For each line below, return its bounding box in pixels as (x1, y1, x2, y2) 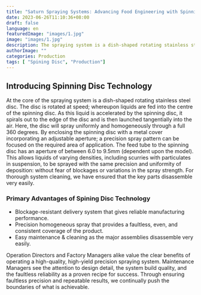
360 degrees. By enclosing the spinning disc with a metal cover (6, 129, 163, 136)
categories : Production (6, 53, 66, 59)
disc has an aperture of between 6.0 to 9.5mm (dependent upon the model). (6, 148, 194, 155)
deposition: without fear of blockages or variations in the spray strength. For (6, 167, 194, 174)
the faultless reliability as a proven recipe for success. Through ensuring (6, 270, 185, 278)
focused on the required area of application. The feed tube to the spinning (6, 141, 189, 148)
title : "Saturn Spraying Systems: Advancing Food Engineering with (6, 8, 178, 15)
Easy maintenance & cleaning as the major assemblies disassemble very (14, 233, 193, 241)
